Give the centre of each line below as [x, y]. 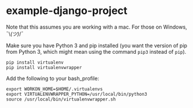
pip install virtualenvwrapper [44, 67]
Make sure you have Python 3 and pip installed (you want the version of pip [97, 46]
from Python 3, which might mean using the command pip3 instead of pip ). [96, 51]
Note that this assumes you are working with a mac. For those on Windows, [97, 27]
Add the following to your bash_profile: [52, 78]
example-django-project [67, 11]
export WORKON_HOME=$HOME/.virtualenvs [55, 89]
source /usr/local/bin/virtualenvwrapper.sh [61, 99]
